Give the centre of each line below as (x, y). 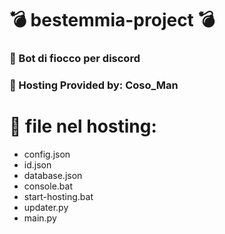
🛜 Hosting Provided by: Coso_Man (94, 85)
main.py (40, 218)
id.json (37, 164)
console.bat (48, 186)
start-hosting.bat (58, 196)
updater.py (46, 207)
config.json (47, 154)
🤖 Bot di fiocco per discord (75, 59)
